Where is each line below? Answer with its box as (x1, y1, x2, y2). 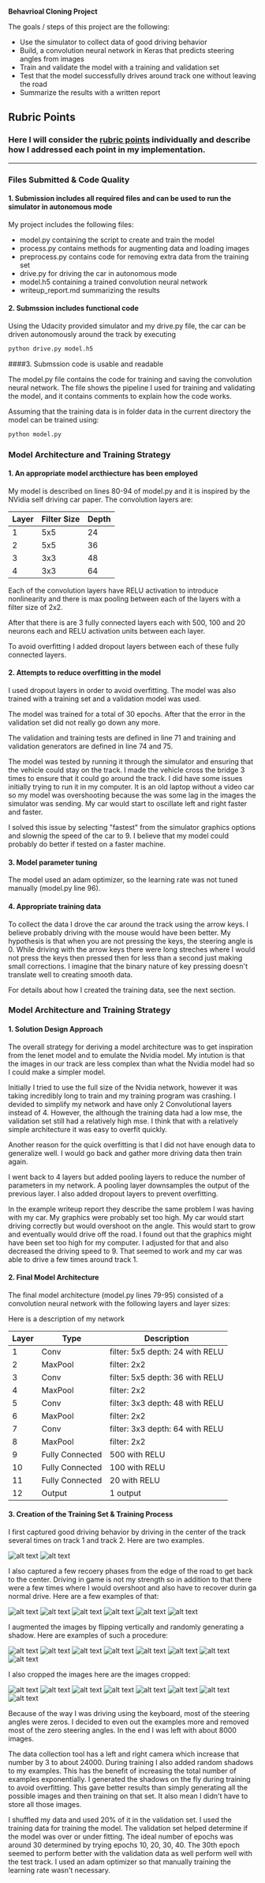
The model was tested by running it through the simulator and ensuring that (8, 757, 254, 767)
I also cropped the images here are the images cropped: (8, 1669, 191, 1680)
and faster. (8, 807, 43, 817)
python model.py (8, 430, 62, 438)
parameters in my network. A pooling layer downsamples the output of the (8, 1180, 250, 1190)
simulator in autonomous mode (8, 202, 113, 212)
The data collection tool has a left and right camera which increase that (8, 1749, 240, 1759)
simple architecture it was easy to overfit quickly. (8, 1124, 168, 1134)
